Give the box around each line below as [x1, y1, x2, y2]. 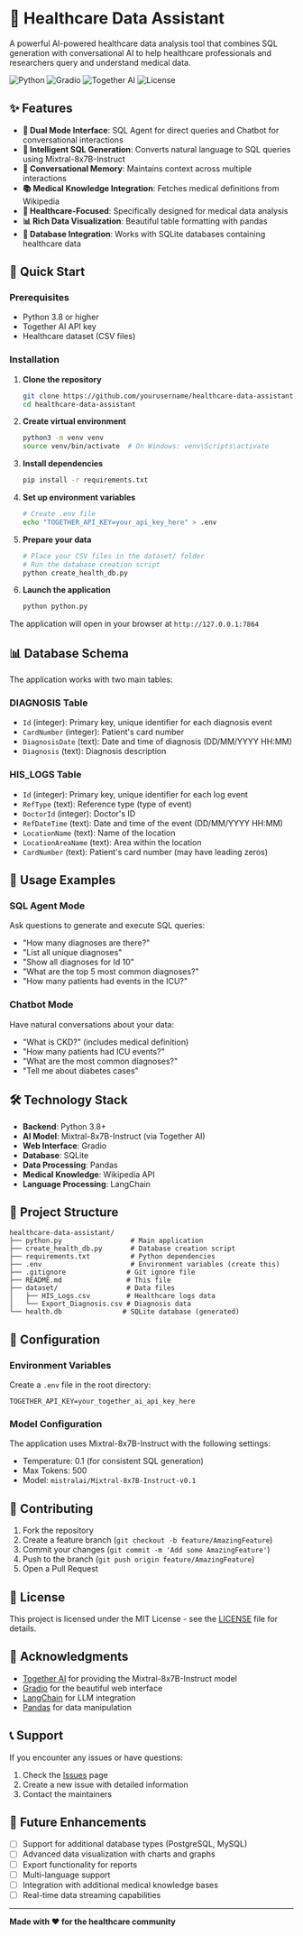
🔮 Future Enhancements [9, 1815, 147, 1830]
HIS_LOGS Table [9, 769, 82, 781]
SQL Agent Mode [9, 899, 86, 912]
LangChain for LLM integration [22, 1692, 136, 1703]
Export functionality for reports [22, 1858, 138, 1870]
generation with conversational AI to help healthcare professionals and [9, 47, 272, 58]
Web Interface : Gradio [22, 1140, 106, 1151]
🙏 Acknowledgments [9, 1649, 129, 1664]
